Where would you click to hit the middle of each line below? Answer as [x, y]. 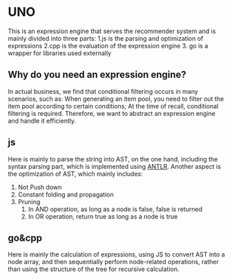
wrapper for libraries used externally [60, 53]
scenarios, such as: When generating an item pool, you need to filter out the [116, 99]
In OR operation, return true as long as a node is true [103, 216]
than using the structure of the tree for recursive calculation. [94, 269]
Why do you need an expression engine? [97, 75]
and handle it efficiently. [42, 121]
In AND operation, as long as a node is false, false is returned [115, 209]
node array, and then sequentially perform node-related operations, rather [114, 262]
